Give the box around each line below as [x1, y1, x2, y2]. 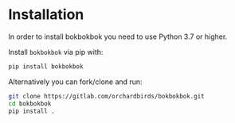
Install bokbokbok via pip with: [8, 47, 104, 56]
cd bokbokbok [8, 99, 52, 108]
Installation [8, 6, 84, 24]
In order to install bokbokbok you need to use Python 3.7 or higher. [8, 32, 228, 41]
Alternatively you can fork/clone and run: [8, 77, 143, 86]
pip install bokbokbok [8, 62, 84, 71]
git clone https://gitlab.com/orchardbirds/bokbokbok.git [8, 92, 205, 100]
